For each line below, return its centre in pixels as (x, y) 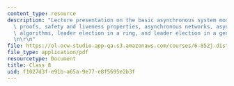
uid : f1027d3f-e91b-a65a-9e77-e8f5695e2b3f (71, 71)
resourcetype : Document (42, 59)
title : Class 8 (29, 65)
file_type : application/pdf (48, 53)
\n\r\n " (25, 40)
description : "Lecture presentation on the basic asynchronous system (112, 20)
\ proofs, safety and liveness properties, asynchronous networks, (114, 26)
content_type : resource (42, 14)
